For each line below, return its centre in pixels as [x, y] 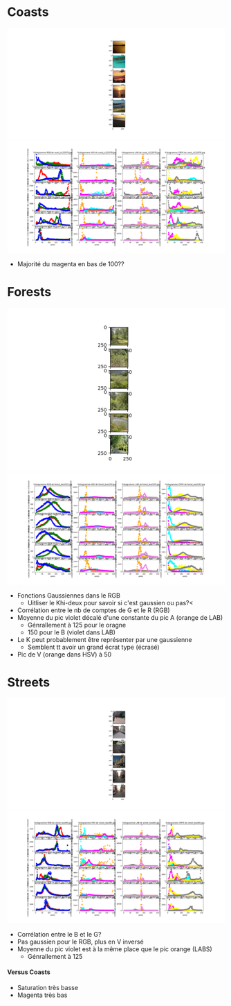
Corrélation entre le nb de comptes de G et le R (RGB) [94, 610]
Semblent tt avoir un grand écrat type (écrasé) [94, 647]
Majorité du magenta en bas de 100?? [71, 263]
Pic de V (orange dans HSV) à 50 [64, 654]
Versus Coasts [29, 972]
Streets [29, 683]
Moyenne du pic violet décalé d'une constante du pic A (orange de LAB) [120, 618]
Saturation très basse [47, 987]
